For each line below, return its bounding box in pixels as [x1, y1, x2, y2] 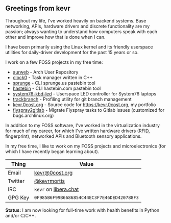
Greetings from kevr [5, 4, 70, 13]
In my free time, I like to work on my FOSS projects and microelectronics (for [5, 143, 166, 149]
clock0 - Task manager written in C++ [12, 74, 93, 81]
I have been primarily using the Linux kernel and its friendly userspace [5, 43, 153, 50]
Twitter [8, 177, 25, 184]
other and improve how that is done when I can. [5, 34, 106, 40]
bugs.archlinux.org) [12, 112, 54, 118]
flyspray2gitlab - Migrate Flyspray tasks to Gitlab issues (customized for [12, 107, 165, 113]
